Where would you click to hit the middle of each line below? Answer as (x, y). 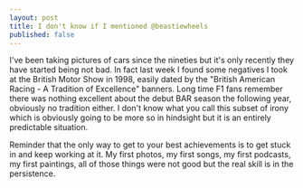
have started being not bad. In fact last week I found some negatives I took (148, 70)
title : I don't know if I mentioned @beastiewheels (109, 26)
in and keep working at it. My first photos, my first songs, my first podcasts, (150, 155)
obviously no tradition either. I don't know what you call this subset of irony (149, 108)
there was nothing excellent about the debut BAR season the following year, (151, 99)
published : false (42, 34)
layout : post (34, 18)
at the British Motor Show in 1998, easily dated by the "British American (142, 80)
